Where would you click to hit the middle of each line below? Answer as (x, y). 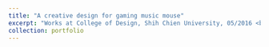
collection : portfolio (46, 30)
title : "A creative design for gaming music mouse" (96, 16)
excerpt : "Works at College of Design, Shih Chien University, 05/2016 (130, 23)
